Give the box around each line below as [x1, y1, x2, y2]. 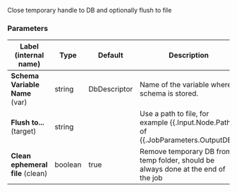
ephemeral [11, 160, 48, 169]
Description [169, 51, 209, 60]
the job [140, 173, 163, 183]
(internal [14, 51, 44, 60]
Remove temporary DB [140, 147, 215, 157]
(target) [11, 127, 37, 136]
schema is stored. [140, 89, 199, 98]
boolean [54, 160, 82, 169]
